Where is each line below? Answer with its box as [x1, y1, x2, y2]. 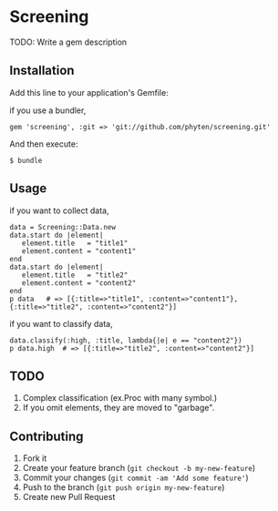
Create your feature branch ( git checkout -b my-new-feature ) [22, 463, 256, 474]
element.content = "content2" [21, 278, 137, 288]
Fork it [22, 453, 47, 464]
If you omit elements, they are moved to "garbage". [22, 403, 215, 414]
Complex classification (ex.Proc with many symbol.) [22, 393, 218, 404]
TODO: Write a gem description [9, 36, 128, 47]
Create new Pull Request [22, 492, 116, 503]
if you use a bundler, [9, 105, 87, 116]
